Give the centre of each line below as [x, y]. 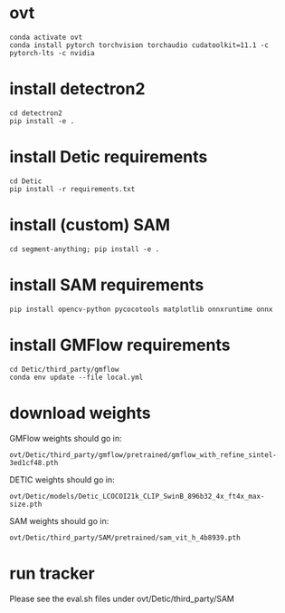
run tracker [52, 573]
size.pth [26, 504]
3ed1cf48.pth [34, 462]
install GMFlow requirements [120, 345]
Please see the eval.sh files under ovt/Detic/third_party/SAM [122, 598]
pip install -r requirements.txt [72, 189]
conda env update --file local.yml [76, 377]
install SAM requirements [107, 285]
